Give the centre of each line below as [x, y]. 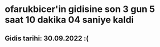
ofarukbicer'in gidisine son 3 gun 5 [80, 9]
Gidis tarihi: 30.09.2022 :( [47, 38]
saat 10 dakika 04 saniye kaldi [69, 20]
